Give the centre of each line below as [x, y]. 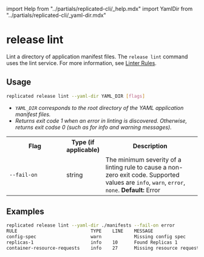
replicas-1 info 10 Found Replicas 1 [92, 242]
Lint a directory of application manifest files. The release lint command [97, 57]
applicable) [83, 149]
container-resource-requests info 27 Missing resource [92, 248]
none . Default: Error [133, 190]
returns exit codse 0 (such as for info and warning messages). [93, 127]
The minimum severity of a [144, 159]
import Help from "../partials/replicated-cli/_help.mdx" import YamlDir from [100, 9]
